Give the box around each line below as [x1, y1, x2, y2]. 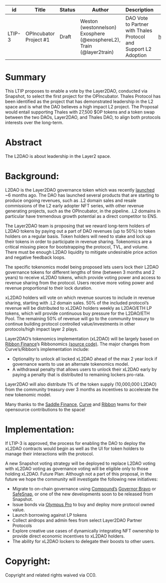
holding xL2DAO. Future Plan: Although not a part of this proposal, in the [5, 471, 152, 477]
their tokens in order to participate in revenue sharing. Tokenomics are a [5, 239, 152, 244]
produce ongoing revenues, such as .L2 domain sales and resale [5, 197, 137, 203]
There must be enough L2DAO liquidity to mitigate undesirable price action [5, 249, 157, 255]
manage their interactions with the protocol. [5, 450, 94, 457]
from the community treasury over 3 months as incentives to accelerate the [5, 386, 159, 392]
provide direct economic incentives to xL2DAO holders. [12, 533, 125, 539]
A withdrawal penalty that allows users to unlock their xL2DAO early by [12, 366, 157, 372]
